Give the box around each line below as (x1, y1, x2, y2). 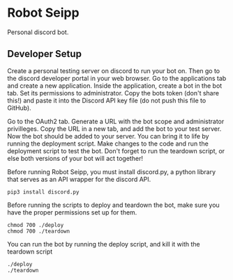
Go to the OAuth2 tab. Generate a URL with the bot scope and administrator (7, 117, 225, 125)
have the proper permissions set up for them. (7, 208, 137, 217)
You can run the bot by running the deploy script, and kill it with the (7, 240, 200, 248)
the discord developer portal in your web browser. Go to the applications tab (7, 74, 227, 82)
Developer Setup (7, 48, 82, 60)
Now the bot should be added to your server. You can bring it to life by (7, 132, 209, 140)
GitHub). (7, 103, 31, 112)
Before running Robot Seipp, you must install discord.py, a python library (7, 167, 216, 176)
